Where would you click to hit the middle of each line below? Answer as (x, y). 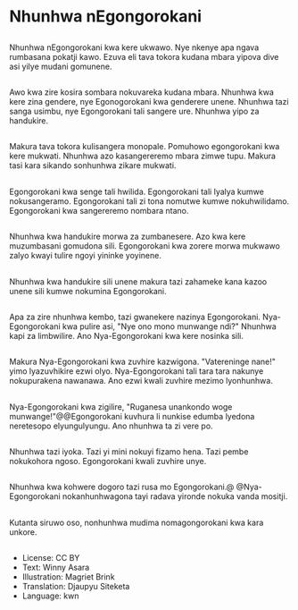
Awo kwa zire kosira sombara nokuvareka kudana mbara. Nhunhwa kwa (142, 92)
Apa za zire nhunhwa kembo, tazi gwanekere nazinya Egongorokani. (135, 317)
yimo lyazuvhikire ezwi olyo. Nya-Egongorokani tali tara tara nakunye (137, 371)
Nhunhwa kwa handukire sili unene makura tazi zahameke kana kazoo (138, 281)
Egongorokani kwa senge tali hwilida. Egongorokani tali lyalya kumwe (137, 191)
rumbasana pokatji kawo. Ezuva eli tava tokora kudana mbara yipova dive (144, 56)
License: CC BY (51, 558)
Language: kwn (50, 596)
